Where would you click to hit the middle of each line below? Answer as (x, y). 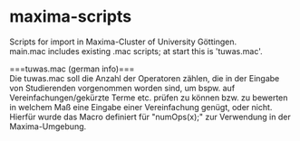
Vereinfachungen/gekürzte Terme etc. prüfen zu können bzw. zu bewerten (149, 98)
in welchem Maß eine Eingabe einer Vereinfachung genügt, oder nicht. (141, 107)
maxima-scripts (71, 17)
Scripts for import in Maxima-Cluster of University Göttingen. (123, 42)
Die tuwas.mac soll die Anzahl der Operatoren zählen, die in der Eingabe (145, 78)
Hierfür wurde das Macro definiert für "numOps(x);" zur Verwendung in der (150, 117)
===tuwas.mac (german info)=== (72, 69)
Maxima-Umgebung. (48, 126)
